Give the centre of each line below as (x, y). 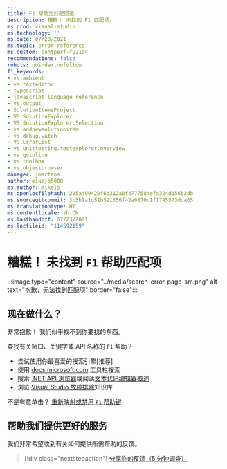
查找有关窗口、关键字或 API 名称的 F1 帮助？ (70, 347)
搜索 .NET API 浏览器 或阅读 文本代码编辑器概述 (83, 378)
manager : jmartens (34, 174)
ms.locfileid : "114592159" (46, 226)
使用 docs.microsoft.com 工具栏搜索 (69, 370)
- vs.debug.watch (32, 136)
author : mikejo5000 (35, 181)
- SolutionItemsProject (42, 110)
